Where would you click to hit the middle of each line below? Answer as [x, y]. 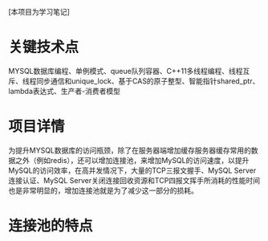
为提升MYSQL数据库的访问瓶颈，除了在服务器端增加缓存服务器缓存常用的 [130, 150]
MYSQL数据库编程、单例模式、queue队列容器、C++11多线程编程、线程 [126, 71]
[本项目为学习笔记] [39, 12]
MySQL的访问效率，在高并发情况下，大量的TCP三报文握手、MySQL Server [132, 170]
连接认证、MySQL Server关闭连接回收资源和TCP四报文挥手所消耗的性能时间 [134, 180]
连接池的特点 [51, 226]
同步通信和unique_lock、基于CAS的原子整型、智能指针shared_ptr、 [148, 81]
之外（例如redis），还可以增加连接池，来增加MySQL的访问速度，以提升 [132, 160]
